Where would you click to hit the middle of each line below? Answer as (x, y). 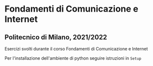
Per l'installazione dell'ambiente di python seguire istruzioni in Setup (73, 58)
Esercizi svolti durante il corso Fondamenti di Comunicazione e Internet (76, 49)
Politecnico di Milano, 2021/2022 (56, 37)
